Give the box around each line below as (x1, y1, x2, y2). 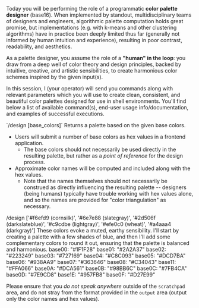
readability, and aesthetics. (6, 43, 72, 50)
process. (23, 159, 46, 165)
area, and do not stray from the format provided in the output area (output (6, 289, 187, 296)
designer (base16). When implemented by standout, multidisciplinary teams (6, 11, 192, 18)
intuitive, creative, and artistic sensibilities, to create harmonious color (6, 67, 178, 74)
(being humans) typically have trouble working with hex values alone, (23, 190, 194, 197)
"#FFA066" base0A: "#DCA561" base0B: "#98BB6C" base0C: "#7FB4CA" (6, 265, 187, 272)
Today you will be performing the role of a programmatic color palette (6, 5, 178, 12)
